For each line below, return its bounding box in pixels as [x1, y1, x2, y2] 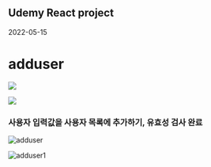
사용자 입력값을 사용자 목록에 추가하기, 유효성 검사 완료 [8, 116, 203, 127]
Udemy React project [8, 6, 115, 20]
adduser [8, 55, 65, 73]
